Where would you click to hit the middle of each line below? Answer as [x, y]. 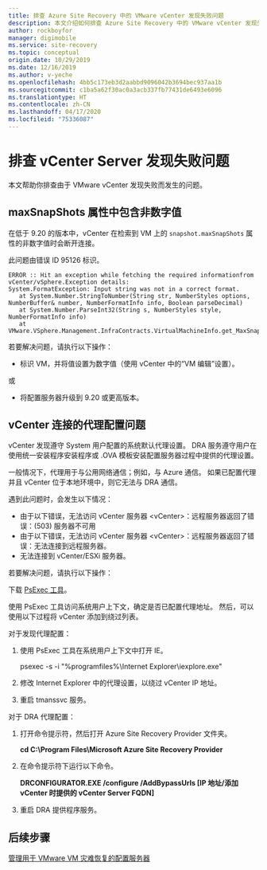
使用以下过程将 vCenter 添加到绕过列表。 [75, 617]
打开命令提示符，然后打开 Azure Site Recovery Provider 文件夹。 [126, 734]
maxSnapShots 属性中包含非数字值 [95, 212]
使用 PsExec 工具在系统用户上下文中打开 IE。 [94, 651]
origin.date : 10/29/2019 [49, 61]
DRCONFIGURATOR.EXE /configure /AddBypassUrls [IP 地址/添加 [129, 783]
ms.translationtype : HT [48, 97]
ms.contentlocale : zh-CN [49, 104]
